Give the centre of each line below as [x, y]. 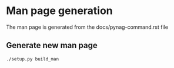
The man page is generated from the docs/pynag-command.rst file [87, 27]
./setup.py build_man [33, 59]
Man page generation [59, 11]
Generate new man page [52, 45]
